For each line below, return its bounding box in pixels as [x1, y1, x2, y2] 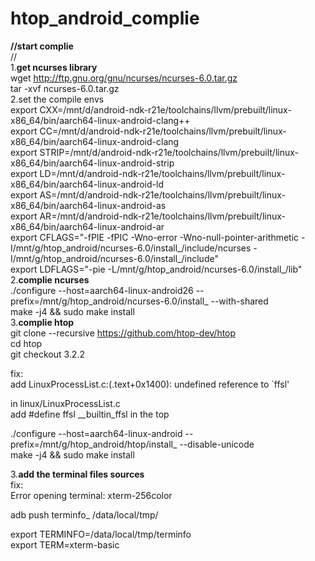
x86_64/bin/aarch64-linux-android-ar [10, 220, 165, 232]
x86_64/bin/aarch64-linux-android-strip [10, 157, 175, 169]
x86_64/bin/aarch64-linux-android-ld [10, 178, 164, 190]
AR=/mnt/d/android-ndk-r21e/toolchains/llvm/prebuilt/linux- [39, 210, 287, 222]
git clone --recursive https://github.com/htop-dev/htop [10, 327, 237, 339]
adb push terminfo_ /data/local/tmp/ [10, 508, 159, 521]
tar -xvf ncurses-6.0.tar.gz [10, 82, 120, 94]
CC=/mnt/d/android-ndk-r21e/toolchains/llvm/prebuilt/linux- [39, 125, 287, 137]
